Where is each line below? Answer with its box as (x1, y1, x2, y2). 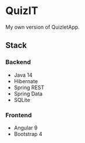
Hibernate (13, 77, 38, 84)
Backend (5, 58, 31, 66)
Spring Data (13, 90, 43, 97)
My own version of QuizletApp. (5, 23, 80, 30)
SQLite (13, 96, 30, 103)
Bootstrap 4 (13, 130, 42, 137)
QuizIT (5, 4, 38, 18)
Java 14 (13, 71, 33, 79)
